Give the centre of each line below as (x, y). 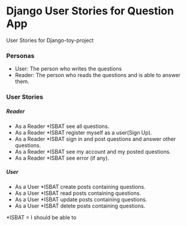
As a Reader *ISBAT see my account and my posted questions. (93, 152)
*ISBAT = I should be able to (41, 218)
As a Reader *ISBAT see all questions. (62, 126)
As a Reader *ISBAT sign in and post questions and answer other (95, 139)
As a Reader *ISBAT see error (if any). (62, 158)
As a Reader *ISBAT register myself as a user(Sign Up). (83, 133)
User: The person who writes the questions (68, 69)
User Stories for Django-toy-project (50, 40)
